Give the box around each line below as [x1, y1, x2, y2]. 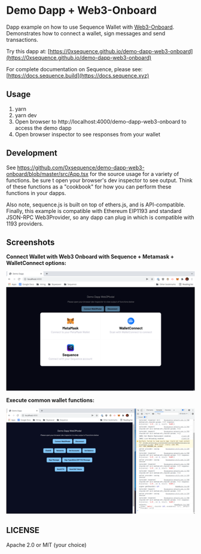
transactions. [6, 36, 39, 43]
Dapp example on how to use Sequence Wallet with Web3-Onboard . [6, 23, 175, 31]
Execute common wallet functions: [6, 397, 95, 404]
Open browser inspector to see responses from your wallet [14, 130, 160, 138]
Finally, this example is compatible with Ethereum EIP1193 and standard [6, 207, 182, 214]
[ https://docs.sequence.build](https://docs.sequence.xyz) [6, 72, 150, 79]
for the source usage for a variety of [89, 170, 179, 177]
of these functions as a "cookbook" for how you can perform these [6, 183, 172, 190]
